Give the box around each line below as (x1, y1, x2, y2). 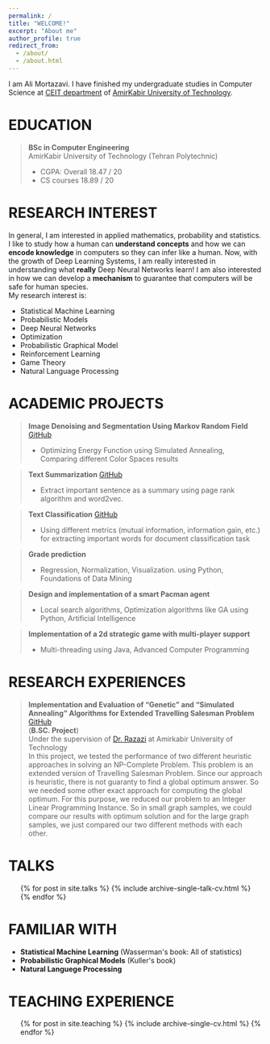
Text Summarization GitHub (27, 469, 123, 479)
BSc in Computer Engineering (27, 142, 130, 152)
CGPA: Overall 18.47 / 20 (39, 166, 123, 176)
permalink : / (8, 11, 52, 20)
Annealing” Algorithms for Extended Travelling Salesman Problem (27, 708, 255, 718)
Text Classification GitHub (27, 509, 118, 519)
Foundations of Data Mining (39, 573, 133, 583)
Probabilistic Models (19, 314, 89, 324)
